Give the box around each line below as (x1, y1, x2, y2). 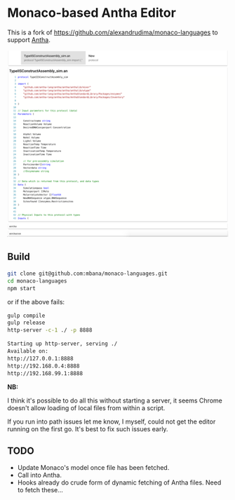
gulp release (7, 319, 46, 327)
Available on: (7, 348, 49, 355)
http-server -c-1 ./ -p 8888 (7, 327, 93, 334)
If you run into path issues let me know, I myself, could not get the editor (7, 417, 216, 426)
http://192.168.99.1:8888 (7, 370, 83, 377)
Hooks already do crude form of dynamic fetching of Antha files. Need (17, 478, 222, 487)
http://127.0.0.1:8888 (7, 355, 74, 362)
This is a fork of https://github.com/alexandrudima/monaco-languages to (7, 28, 219, 36)
